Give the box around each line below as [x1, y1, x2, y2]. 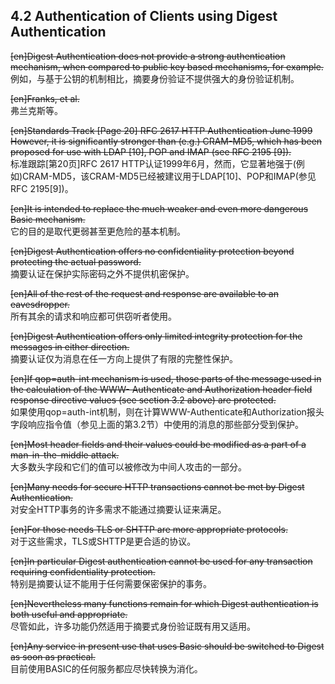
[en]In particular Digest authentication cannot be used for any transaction [10, 555, 313, 567]
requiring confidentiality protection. [10, 565, 156, 578]
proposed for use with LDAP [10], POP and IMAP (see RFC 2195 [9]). [10, 145, 292, 158]
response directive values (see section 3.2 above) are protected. [10, 394, 277, 406]
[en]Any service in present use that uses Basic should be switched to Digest [10, 640, 325, 652]
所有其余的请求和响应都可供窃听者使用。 [10, 310, 177, 322]
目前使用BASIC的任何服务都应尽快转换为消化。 [10, 662, 203, 674]
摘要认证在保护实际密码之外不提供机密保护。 [10, 267, 195, 279]
